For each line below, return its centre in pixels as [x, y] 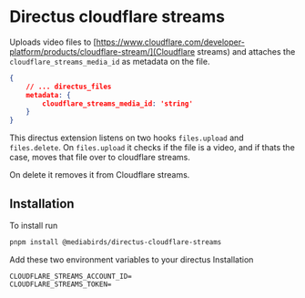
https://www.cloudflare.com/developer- [171, 42]
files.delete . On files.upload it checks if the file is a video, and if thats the [152, 148]
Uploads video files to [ [53, 42]
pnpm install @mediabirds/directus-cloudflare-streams [116, 242]
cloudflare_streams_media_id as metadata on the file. [110, 61]
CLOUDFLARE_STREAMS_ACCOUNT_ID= [71, 276]
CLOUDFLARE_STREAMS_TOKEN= [61, 284]
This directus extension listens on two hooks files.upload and [127, 138]
